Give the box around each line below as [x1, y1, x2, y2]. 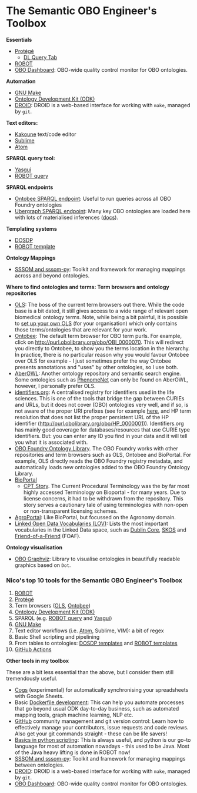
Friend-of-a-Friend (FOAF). [14, 532, 81, 539]
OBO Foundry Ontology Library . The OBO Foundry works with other [14, 444, 178, 452]
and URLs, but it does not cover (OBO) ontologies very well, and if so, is [14, 401, 189, 408]
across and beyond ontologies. [14, 272, 90, 279]
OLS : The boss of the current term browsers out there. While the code [14, 301, 185, 308]
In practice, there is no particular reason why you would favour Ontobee [14, 351, 189, 358]
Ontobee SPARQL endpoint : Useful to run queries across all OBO [14, 195, 172, 202]
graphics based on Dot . [14, 561, 71, 569]
